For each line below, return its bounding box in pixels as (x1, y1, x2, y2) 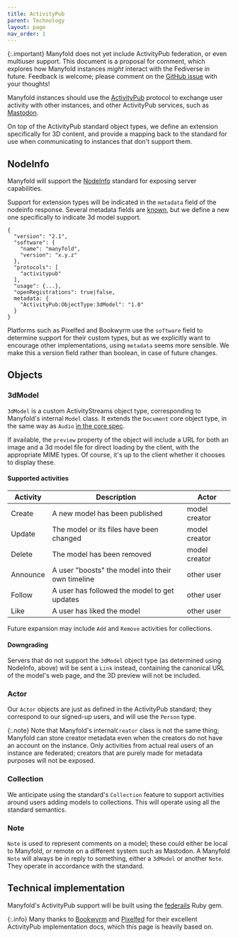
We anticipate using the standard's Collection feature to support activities (7, 790, 225, 798)
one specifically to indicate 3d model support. (7, 213, 142, 222)
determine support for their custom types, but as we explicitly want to (7, 334, 211, 342)
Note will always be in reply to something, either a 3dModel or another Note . (7, 854, 224, 863)
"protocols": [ (13, 264, 59, 272)
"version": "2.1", (13, 233, 69, 240)
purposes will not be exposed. (7, 756, 96, 765)
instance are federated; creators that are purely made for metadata (7, 749, 203, 757)
